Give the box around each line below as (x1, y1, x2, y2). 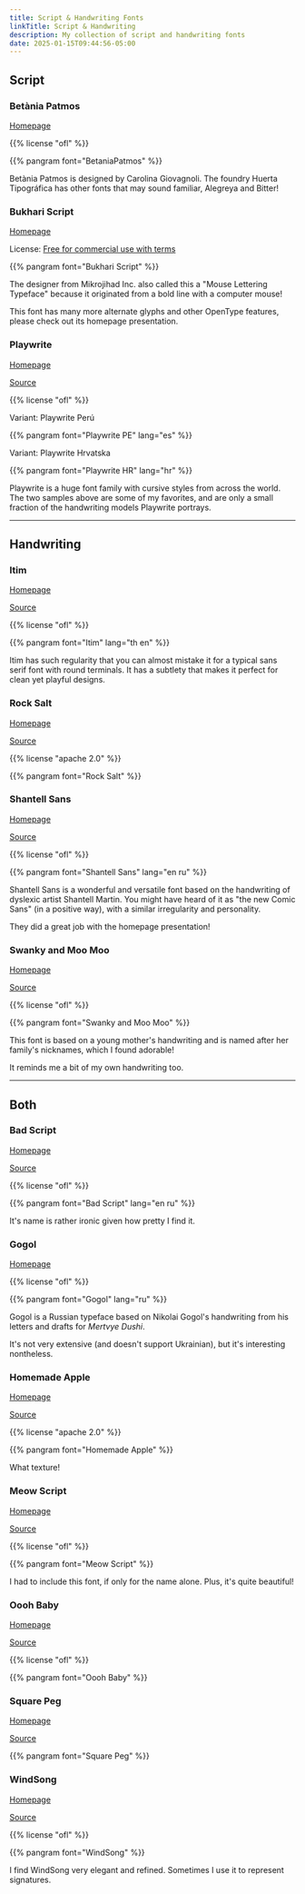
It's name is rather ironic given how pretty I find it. (9, 1215, 195, 1226)
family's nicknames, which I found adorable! (9, 1044, 174, 1055)
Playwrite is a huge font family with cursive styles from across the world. (9, 483, 281, 493)
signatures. (9, 1874, 52, 1885)
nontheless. (9, 1349, 54, 1360)
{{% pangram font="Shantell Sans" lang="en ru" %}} (9, 866, 207, 877)
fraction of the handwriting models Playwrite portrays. (9, 502, 212, 513)
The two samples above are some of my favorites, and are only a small (9, 492, 274, 503)
